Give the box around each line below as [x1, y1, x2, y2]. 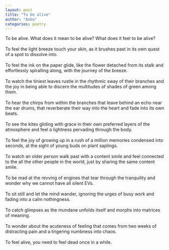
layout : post [5, 7, 33, 13]
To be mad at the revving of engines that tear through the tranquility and [5, 175, 155, 181]
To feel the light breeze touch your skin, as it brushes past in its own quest [5, 46, 160, 52]
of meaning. [5, 213, 30, 219]
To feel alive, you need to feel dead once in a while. [5, 239, 112, 245]
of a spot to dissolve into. [5, 52, 58, 58]
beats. [5, 111, 19, 117]
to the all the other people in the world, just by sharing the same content [5, 159, 155, 165]
